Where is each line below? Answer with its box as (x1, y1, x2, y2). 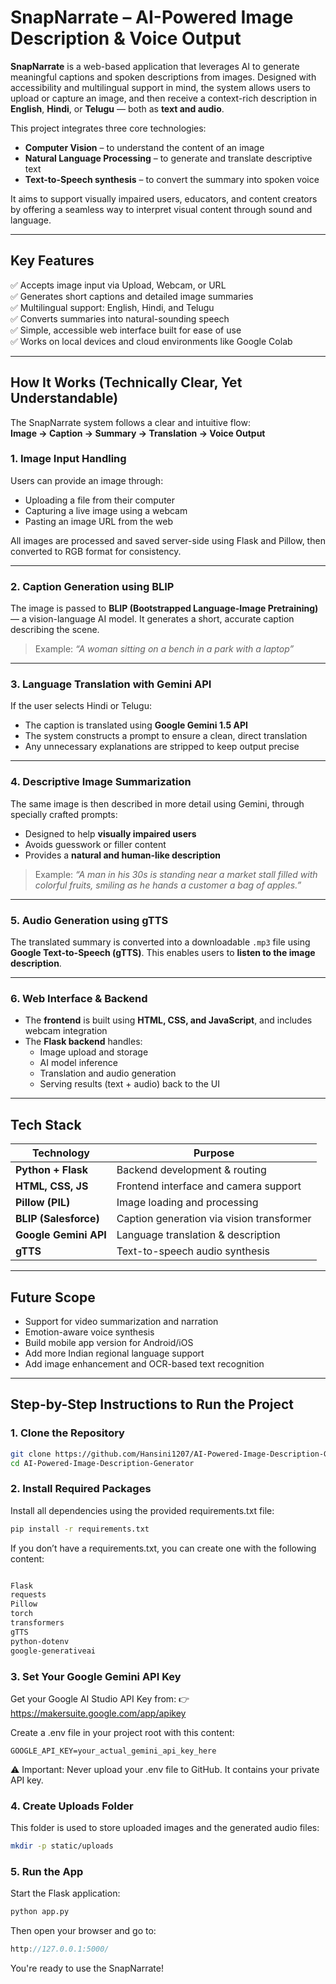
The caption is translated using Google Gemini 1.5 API (24, 719, 248, 731)
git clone (10, 1449, 52, 1459)
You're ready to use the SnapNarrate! (10, 1962, 164, 1975)
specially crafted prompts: (10, 808, 118, 820)
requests (10, 1590, 47, 1600)
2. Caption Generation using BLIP (10, 579, 175, 593)
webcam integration (24, 1025, 108, 1037)
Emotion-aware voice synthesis (24, 1326, 155, 1338)
